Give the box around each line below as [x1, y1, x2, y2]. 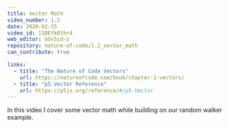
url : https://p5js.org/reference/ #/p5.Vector [19, 87, 154, 94]
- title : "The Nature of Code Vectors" [13, 67, 129, 75]
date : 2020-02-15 [7, 23, 58, 30]
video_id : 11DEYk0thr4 [7, 29, 73, 37]
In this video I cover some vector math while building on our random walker [7, 106, 223, 114]
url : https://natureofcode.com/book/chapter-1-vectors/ [19, 74, 185, 81]
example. [7, 113, 33, 122]
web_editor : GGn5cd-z [7, 36, 70, 43]
